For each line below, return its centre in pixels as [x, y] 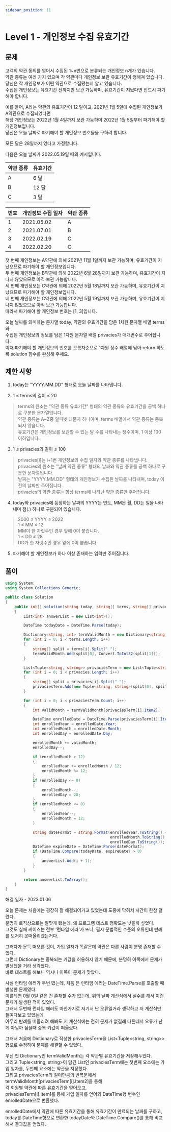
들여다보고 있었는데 [24, 1015]
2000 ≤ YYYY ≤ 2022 [40, 519]
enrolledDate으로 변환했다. [32, 1100]
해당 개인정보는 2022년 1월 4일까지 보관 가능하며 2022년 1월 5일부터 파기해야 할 [85, 119]
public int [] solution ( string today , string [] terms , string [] [83, 607]
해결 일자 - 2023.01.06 [28, 900]
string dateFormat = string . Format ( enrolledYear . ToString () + [100, 832]
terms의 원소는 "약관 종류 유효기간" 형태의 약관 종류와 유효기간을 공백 [87, 406]
